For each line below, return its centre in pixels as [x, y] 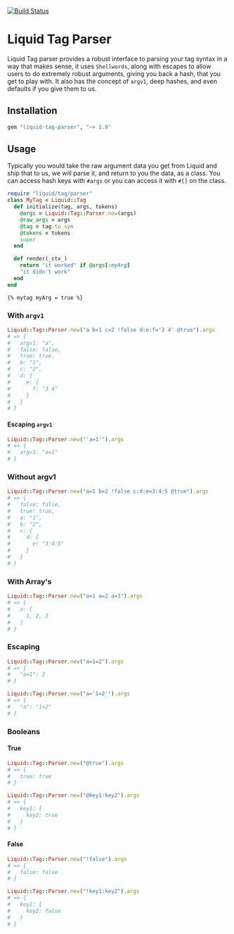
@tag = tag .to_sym [47, 226]
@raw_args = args [45, 220]
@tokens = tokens [45, 233]
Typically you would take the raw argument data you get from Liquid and [112, 166]
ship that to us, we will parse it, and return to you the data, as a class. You [114, 173]
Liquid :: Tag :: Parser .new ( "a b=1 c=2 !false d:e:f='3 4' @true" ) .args [111, 330]
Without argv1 [32, 477]
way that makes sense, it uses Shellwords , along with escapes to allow [109, 66]
